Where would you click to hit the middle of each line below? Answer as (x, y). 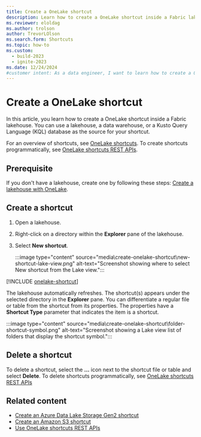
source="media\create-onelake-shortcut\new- (133, 257)
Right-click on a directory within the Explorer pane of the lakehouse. (99, 234)
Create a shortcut (39, 208)
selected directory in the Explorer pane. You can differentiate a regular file (98, 299)
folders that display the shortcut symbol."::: (59, 336)
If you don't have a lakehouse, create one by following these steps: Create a (100, 183)
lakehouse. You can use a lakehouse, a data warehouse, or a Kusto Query (97, 126)
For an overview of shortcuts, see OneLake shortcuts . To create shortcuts (97, 143)
